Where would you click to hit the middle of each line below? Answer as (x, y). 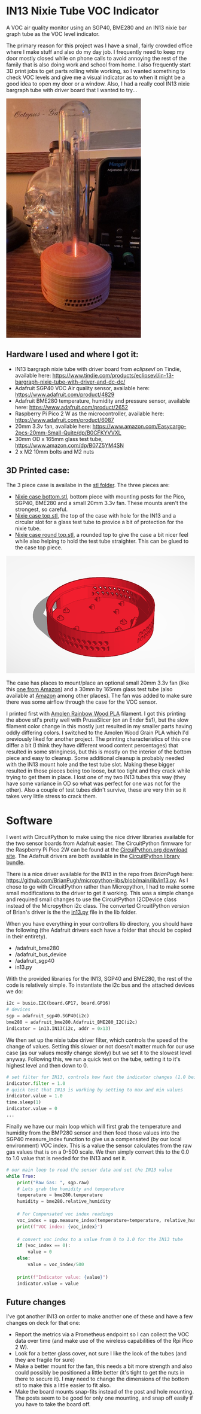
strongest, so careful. (41, 509)
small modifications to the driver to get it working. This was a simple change (100, 893)
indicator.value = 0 (32, 1109)
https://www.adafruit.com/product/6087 (64, 419)
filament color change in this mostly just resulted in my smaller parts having (99, 726)
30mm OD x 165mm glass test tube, (59, 439)
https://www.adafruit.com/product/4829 (65, 394)
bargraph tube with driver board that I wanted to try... (72, 90)
